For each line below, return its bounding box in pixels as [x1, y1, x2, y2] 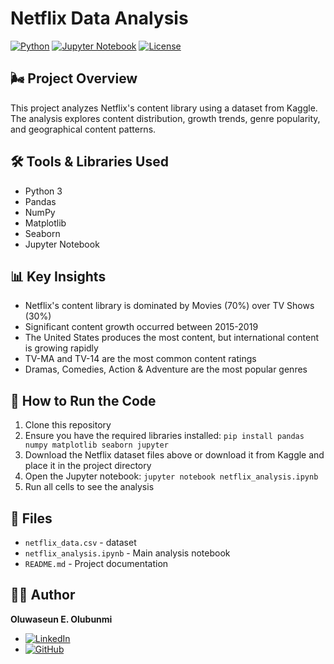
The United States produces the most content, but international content [24, 332, 319, 344]
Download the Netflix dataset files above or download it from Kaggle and [24, 449, 325, 461]
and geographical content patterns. [10, 123, 157, 135]
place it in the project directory [24, 460, 152, 472]
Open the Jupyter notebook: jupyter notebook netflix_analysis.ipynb [24, 470, 319, 482]
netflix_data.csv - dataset [24, 537, 137, 548]
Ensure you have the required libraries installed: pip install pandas [24, 430, 305, 442]
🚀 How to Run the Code [10, 392, 157, 409]
